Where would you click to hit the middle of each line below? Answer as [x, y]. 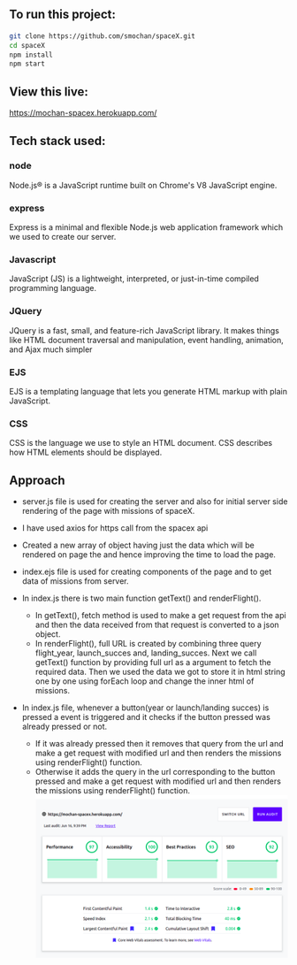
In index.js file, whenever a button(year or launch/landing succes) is [145, 708]
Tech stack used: [57, 141]
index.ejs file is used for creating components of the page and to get [147, 572]
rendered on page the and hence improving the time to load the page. [149, 555]
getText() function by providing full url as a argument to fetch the [153, 662]
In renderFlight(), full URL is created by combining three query [148, 644]
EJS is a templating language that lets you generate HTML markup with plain [148, 391]
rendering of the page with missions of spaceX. [108, 511]
